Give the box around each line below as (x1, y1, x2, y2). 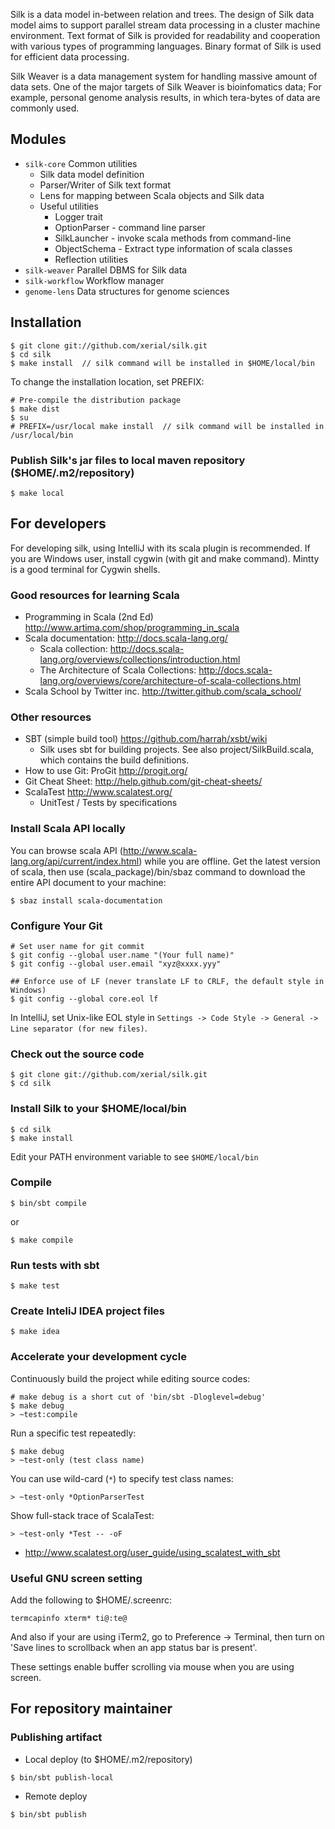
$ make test (10, 1281, 60, 1291)
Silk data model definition (39, 168, 145, 180)
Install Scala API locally (10, 822, 126, 836)
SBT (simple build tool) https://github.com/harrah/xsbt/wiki (24, 733, 268, 745)
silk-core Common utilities (24, 157, 138, 169)
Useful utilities (39, 200, 99, 212)
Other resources (10, 710, 92, 724)
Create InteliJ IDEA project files (10, 1304, 166, 1318)
